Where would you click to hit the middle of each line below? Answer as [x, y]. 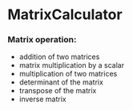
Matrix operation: [42, 40]
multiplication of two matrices [68, 74]
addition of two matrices [59, 57]
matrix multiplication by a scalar [72, 65]
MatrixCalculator [65, 15]
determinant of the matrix [61, 82]
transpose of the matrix [58, 91]
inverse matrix [42, 99]
